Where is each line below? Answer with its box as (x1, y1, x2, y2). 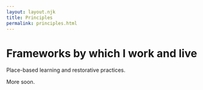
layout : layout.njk (6, 9, 56, 15)
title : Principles (6, 15, 53, 21)
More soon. (6, 78, 35, 86)
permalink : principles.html (6, 20, 78, 26)
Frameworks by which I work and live (6, 46, 198, 60)
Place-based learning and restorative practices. (6, 66, 126, 74)
